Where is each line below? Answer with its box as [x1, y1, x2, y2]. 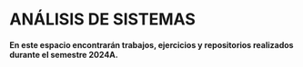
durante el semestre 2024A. [9, 49, 118, 60]
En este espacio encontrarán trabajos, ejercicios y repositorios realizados [9, 39, 294, 50]
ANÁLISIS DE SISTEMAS [9, 9, 196, 30]
